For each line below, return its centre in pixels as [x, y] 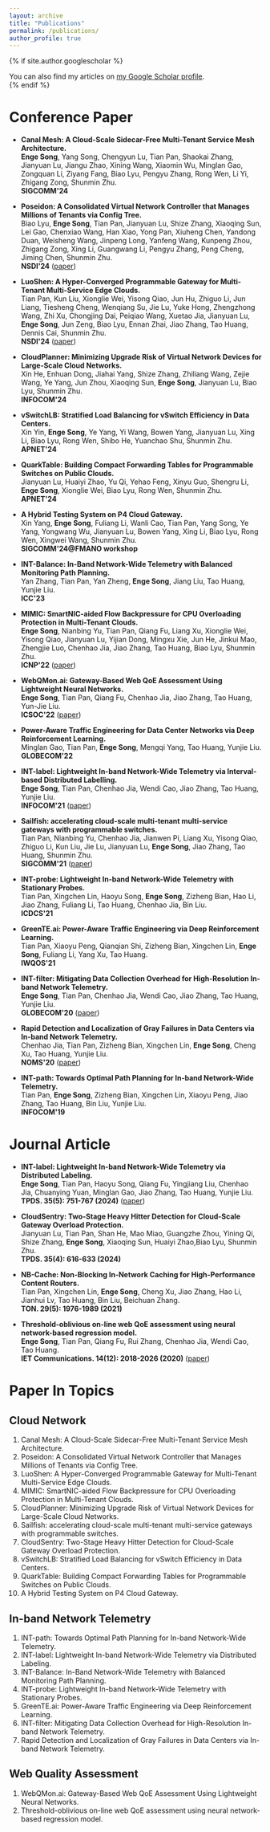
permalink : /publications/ [54, 31]
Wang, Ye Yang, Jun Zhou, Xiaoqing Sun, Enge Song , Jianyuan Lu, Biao [139, 383]
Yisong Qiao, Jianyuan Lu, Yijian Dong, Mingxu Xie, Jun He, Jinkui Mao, [139, 640]
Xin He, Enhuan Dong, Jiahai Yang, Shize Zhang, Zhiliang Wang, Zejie [135, 374]
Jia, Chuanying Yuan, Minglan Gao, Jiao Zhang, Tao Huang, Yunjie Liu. [137, 1192]
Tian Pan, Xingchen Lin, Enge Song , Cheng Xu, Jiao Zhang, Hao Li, [131, 1292]
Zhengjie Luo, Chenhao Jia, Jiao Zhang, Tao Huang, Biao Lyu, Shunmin [138, 648]
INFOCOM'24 [44, 400]
